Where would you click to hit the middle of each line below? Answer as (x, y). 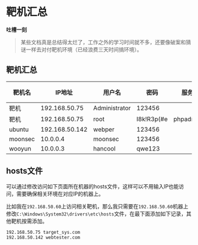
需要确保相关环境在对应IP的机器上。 (60, 194)
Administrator (112, 108)
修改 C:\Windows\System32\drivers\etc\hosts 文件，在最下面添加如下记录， (96, 214)
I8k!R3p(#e (152, 119)
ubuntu (19, 129)
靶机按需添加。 (29, 221)
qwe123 (148, 148)
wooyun (20, 148)
